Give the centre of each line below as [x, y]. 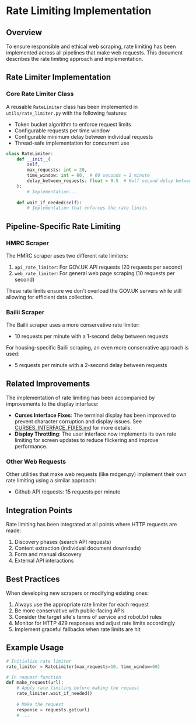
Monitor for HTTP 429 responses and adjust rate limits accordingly [95, 623]
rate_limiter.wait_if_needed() [55, 694]
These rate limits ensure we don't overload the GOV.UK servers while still [94, 291]
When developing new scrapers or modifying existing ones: [78, 593]
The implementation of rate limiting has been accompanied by [80, 398]
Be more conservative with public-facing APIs [69, 611]
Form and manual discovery [48, 554]
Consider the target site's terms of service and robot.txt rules [88, 617]
